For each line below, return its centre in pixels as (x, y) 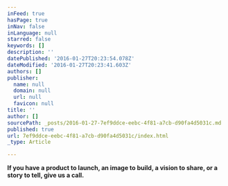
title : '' (21, 110)
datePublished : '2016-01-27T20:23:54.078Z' (71, 59)
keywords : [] (26, 46)
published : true (30, 129)
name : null (29, 84)
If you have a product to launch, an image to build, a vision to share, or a (113, 168)
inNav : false (26, 26)
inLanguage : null (32, 33)
